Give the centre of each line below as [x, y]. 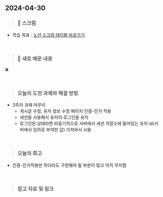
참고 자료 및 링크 [35, 189]
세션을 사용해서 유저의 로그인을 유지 [54, 117]
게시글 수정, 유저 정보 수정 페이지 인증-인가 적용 [65, 111]
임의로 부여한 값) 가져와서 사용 [62, 130]
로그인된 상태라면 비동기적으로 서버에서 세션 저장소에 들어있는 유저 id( [87, 124]
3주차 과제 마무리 [29, 105]
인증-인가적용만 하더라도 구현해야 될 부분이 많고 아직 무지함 [69, 165]
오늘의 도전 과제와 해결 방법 [47, 93]
